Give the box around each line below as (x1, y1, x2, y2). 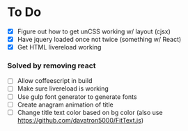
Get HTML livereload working (17, 43, 102, 52)
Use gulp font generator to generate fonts (17, 92, 137, 101)
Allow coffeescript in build (17, 77, 93, 85)
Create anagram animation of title (17, 100, 113, 109)
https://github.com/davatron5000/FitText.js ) (17, 116, 144, 124)
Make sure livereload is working (17, 84, 109, 93)
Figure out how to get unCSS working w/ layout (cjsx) (17, 27, 171, 36)
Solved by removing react (7, 61, 96, 70)
